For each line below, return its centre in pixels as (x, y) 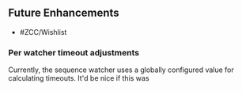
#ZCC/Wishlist (43, 32)
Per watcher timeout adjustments (74, 52)
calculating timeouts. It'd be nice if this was (79, 78)
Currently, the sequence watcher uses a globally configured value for (121, 70)
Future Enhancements (64, 13)
